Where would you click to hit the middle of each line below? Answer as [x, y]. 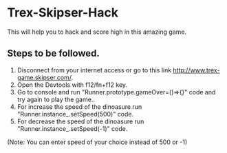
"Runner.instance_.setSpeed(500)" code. [75, 114]
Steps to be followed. [53, 53]
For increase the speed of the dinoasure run [79, 106]
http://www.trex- [196, 70]
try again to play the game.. [56, 99]
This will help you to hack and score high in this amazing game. [97, 32]
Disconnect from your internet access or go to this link [94, 70]
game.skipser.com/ [44, 77]
